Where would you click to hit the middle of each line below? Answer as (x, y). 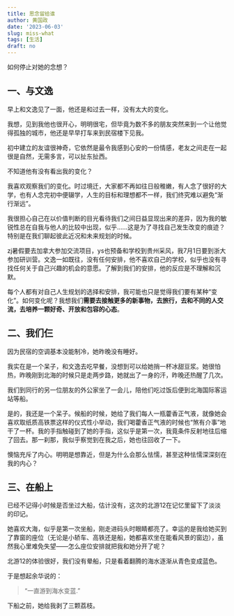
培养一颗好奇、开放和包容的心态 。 (74, 309)
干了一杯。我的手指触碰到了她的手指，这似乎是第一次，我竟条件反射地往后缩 (117, 431)
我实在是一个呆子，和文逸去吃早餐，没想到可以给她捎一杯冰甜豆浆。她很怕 (114, 366)
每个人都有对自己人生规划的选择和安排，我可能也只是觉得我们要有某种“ (109, 291)
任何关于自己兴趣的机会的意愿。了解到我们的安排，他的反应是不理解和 (114, 268)
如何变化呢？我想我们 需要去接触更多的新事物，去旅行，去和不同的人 (120, 300)
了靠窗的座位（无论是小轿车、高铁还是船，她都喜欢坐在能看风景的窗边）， (112, 538)
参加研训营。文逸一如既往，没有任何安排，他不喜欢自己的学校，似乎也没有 (114, 259)
